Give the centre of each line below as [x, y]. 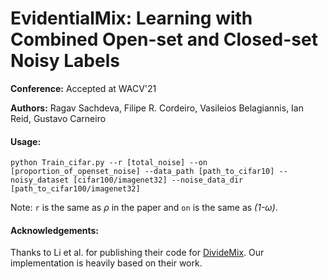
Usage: [26, 141]
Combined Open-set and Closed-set [164, 39]
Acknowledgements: [55, 230]
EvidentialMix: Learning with [131, 18]
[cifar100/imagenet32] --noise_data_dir [158, 180]
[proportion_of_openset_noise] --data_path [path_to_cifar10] [142, 172]
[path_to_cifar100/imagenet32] [75, 189]
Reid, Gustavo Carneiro [58, 118]
